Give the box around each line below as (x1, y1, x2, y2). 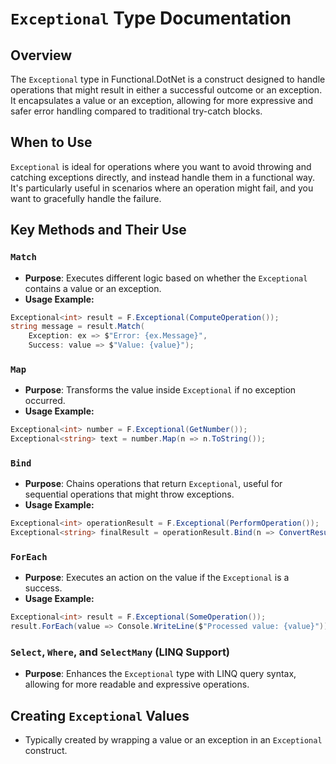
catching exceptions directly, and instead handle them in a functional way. (10, 171, 316, 183)
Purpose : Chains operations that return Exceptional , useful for (24, 478, 283, 490)
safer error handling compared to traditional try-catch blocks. (10, 105, 263, 117)
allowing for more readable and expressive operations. (24, 678, 250, 691)
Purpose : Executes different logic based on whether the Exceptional (24, 272, 308, 284)
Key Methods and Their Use (10, 222, 187, 239)
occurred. (24, 395, 66, 407)
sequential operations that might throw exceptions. (24, 488, 235, 501)
